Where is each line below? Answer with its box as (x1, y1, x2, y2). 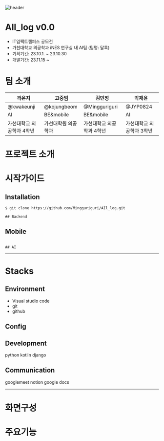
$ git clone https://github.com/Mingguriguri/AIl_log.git (5, 206, 125, 211)
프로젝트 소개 (5, 149, 55, 160)
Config (5, 323, 26, 331)
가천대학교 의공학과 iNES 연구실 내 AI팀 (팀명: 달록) (12, 44, 110, 50)
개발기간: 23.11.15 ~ (12, 57, 50, 63)
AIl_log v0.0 (5, 22, 55, 33)
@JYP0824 (125, 103, 153, 110)
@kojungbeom (44, 103, 78, 110)
